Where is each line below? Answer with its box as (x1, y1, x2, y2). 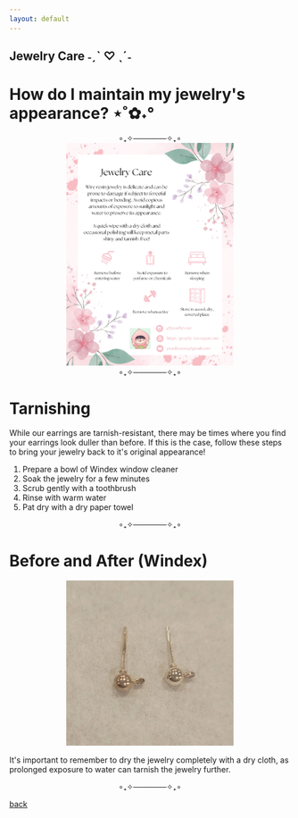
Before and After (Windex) (9, 550, 208, 571)
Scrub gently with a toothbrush (21, 483, 137, 494)
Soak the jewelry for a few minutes (21, 473, 150, 484)
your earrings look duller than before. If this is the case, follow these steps (9, 438, 283, 448)
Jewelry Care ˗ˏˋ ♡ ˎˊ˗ (9, 49, 132, 64)
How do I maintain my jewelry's (9, 85, 245, 104)
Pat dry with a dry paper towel (21, 502, 134, 513)
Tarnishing (9, 398, 91, 419)
